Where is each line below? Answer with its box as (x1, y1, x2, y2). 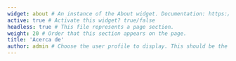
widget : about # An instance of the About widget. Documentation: (7, 10, 206, 18)
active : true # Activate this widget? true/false (7, 17, 156, 24)
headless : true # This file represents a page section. (7, 23, 174, 30)
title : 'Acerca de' (7, 36, 65, 43)
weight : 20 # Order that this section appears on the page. (7, 29, 188, 37)
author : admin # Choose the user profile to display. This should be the (7, 43, 228, 50)
